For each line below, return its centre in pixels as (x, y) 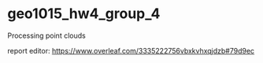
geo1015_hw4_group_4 (84, 14)
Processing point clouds (46, 35)
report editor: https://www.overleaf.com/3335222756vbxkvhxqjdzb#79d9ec (131, 50)
